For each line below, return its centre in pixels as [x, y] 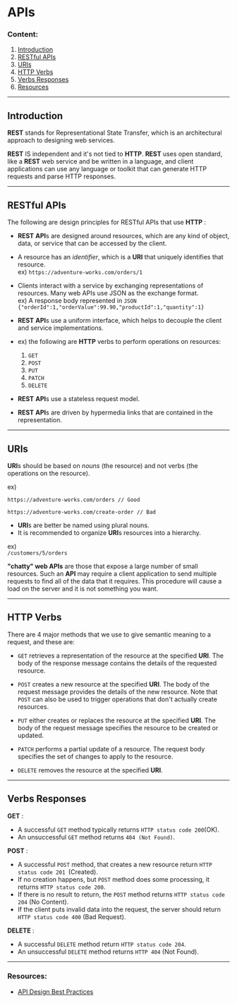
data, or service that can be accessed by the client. [92, 243]
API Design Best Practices [55, 992]
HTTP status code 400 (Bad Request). [72, 916]
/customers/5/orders [38, 553]
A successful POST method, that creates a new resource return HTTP [115, 864]
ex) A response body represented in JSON [77, 301]
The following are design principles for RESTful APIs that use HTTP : [107, 222]
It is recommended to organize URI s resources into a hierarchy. [109, 532]
